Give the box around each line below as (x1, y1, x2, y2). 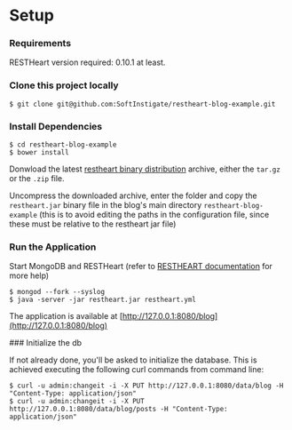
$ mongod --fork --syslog (9, 288, 105, 297)
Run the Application (9, 241, 97, 253)
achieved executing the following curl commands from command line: (9, 364, 264, 375)
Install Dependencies (9, 120, 103, 132)
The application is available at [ (9, 311, 122, 322)
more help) (9, 270, 50, 281)
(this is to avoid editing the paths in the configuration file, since (39, 210, 270, 220)
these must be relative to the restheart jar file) (9, 219, 177, 229)
